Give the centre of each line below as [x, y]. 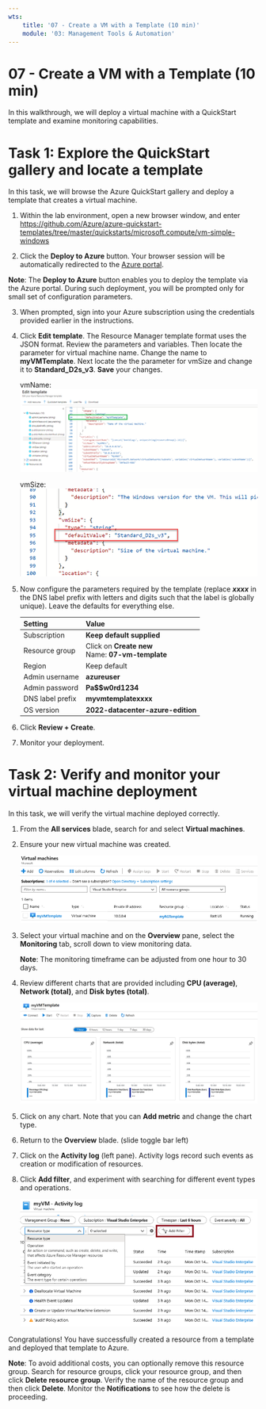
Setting [36, 623]
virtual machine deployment [103, 792]
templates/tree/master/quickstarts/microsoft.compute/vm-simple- [127, 232]
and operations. [45, 1187]
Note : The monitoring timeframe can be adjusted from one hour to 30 [133, 959]
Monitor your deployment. [62, 743]
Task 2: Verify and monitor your [114, 775]
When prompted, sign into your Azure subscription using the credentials [137, 312]
